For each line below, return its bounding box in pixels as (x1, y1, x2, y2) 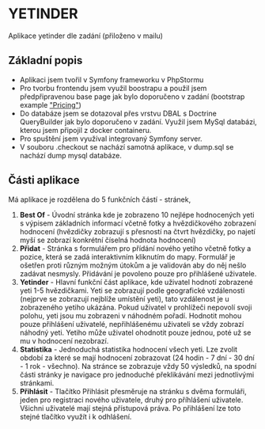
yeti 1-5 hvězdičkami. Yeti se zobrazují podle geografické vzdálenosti (19, 286, 245, 295)
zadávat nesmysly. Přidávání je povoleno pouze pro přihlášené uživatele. (19, 268, 257, 278)
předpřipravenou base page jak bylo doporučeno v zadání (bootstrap (19, 92, 245, 101)
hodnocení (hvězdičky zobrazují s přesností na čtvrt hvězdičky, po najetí (19, 226, 256, 236)
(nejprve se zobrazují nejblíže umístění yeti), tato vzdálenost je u (19, 294, 229, 303)
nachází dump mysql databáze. (19, 150, 123, 160)
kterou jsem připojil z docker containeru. (19, 125, 152, 135)
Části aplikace (8, 173, 80, 187)
